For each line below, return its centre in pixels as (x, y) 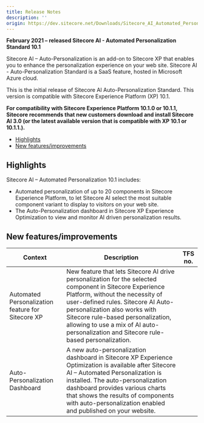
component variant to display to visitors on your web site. (87, 205)
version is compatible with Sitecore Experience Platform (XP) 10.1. (88, 96)
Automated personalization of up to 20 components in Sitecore (94, 192)
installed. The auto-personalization (117, 380)
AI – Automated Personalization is (114, 373)
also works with (134, 309)
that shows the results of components (120, 395)
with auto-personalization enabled (116, 403)
